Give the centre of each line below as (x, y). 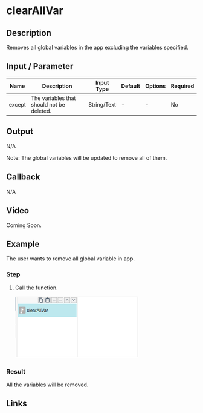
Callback (23, 177)
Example (23, 244)
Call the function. (36, 288)
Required (182, 86)
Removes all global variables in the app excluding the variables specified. (97, 47)
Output (20, 132)
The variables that (53, 98)
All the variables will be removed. (47, 385)
